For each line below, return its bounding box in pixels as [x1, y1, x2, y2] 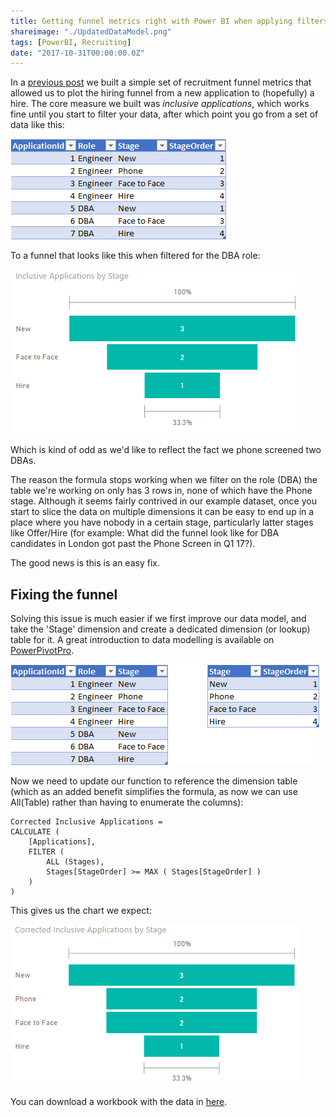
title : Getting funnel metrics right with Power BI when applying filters [10, 16, 329, 26]
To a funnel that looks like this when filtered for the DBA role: [10, 250, 261, 262]
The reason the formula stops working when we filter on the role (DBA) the [10, 474, 318, 486]
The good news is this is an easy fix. [10, 557, 160, 569]
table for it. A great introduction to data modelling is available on [10, 634, 275, 646]
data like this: [10, 119, 65, 131]
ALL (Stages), [46, 857, 105, 867]
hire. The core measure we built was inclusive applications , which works [10, 98, 310, 110]
